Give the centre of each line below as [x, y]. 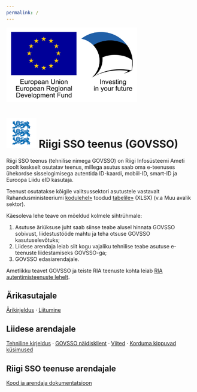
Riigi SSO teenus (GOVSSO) [108, 144]
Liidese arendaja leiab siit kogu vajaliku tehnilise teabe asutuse [92, 246]
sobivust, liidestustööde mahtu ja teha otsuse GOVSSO [83, 233]
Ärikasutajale [32, 295]
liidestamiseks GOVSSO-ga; [72, 253]
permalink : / [22, 13]
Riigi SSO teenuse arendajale [61, 368]
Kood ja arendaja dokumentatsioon [49, 383]
